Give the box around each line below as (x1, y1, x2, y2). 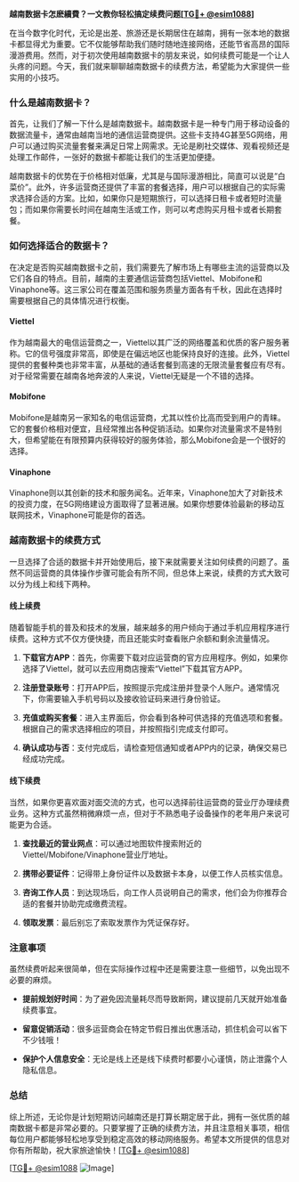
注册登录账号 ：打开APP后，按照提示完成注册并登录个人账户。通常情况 (21, 681, 280, 693)
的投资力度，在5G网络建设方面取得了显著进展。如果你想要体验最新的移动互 (9, 499, 285, 509)
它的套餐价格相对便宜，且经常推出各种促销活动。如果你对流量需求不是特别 (9, 423, 282, 434)
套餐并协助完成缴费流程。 (37, 898, 132, 909)
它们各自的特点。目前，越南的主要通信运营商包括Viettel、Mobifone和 (9, 273, 263, 283)
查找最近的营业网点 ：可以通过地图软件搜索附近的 (21, 837, 202, 849)
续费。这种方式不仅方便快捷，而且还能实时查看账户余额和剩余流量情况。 (9, 632, 274, 644)
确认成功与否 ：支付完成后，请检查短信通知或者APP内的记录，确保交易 (21, 742, 280, 753)
